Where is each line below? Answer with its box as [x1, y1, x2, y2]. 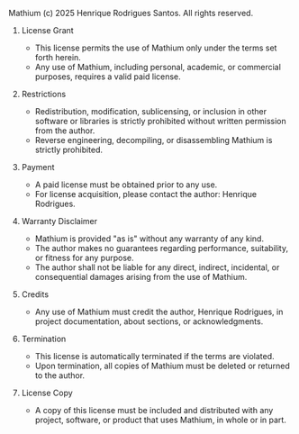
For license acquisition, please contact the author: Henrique [34, 189, 258, 199]
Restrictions [21, 89, 67, 99]
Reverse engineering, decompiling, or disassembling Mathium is [34, 135, 273, 145]
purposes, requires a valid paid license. [34, 71, 181, 82]
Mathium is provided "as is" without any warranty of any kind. [34, 233, 265, 244]
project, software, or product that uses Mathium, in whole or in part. [34, 414, 287, 425]
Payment [21, 162, 55, 172]
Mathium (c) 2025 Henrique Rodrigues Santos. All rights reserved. [8, 8, 254, 18]
